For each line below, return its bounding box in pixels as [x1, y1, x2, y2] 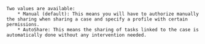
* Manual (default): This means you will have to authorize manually [17, 11, 199, 17]
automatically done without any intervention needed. [6, 32, 147, 38]
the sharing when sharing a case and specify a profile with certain [6, 16, 188, 22]
